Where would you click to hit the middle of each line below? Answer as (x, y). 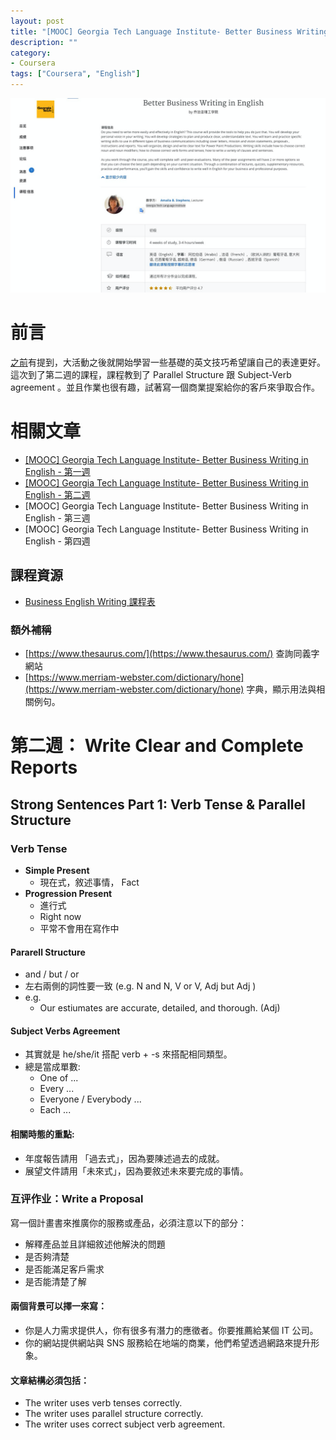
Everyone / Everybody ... (90, 1099)
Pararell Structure (48, 952)
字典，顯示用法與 (281, 689)
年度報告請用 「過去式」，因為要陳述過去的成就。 (124, 1158)
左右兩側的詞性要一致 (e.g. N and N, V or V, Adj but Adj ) (140, 986)
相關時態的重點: (42, 1134)
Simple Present (57, 870)
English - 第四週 (57, 541)
